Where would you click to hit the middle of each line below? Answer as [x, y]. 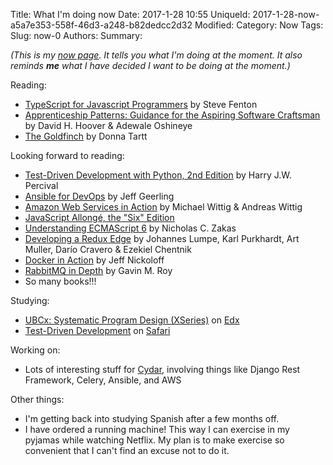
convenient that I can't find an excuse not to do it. [127, 450]
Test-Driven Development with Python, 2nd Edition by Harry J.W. [158, 175]
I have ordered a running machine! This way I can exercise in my [157, 429]
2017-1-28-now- [286, 14]
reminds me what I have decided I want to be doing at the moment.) [150, 65]
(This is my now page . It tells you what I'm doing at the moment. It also [156, 55]
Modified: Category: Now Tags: [259, 25]
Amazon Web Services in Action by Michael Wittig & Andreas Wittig [163, 207]
